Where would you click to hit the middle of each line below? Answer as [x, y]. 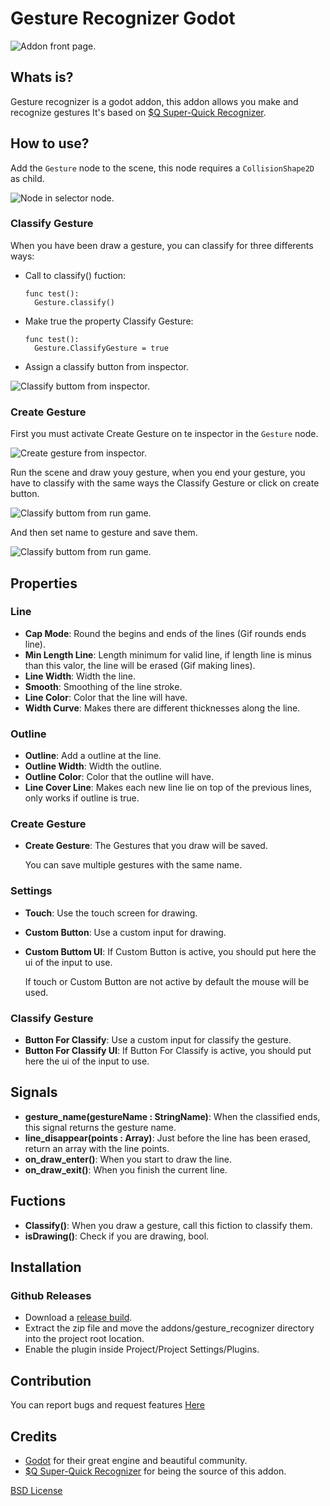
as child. [27, 178]
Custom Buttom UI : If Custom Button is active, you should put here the [170, 951]
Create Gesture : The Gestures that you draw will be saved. [146, 846]
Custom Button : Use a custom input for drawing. [125, 932]
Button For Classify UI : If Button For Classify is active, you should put [168, 1051]
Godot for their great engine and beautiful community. [136, 1460]
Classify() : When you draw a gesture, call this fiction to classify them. [168, 1225]
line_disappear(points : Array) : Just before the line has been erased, [167, 1138]
